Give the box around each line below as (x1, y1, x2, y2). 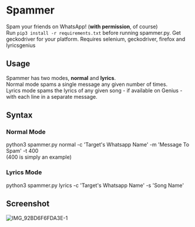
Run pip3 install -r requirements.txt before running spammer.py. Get (6, 29, 181, 36)
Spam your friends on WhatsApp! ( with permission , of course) (6, 23, 158, 30)
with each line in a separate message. (6, 93, 98, 100)
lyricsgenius (6, 42, 36, 49)
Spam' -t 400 (6, 148, 39, 155)
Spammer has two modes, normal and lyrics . (6, 74, 116, 81)
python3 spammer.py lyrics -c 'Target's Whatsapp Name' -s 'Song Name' (6, 182, 184, 189)
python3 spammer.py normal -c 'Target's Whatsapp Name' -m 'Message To (6, 141, 190, 148)
